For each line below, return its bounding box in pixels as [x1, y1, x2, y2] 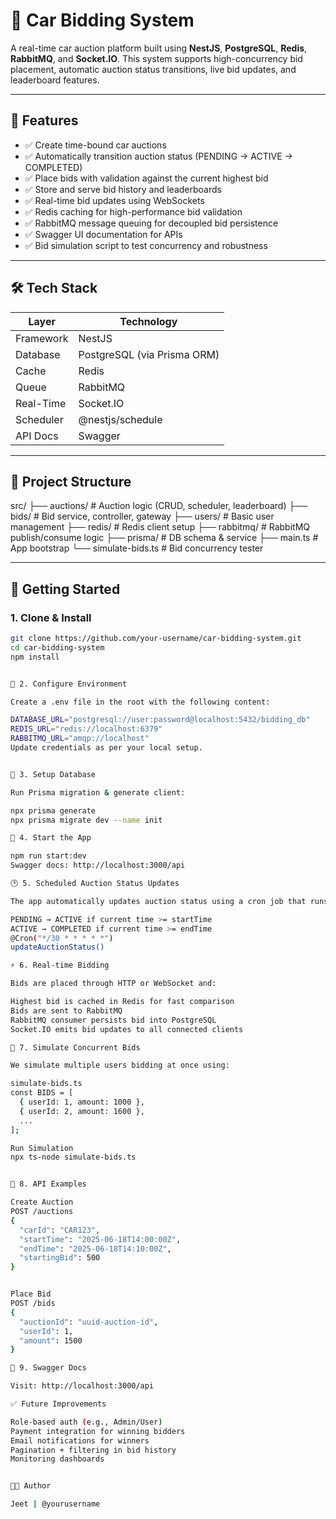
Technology [119, 314, 178, 328]
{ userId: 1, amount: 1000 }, [19, 1097, 145, 1108]
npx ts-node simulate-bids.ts [10, 1152, 137, 1163]
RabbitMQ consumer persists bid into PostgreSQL [10, 1015, 217, 1025]
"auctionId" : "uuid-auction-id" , [19, 1317, 159, 1327]
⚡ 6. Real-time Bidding [10, 960, 110, 971]
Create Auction [10, 1197, 74, 1208]
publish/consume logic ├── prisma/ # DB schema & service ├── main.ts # [10, 532, 319, 544]
